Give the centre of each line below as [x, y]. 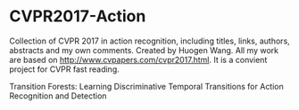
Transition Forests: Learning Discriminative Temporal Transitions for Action [146, 86]
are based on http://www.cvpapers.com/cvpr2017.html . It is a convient [138, 59]
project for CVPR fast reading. [65, 69]
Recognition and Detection [58, 96]
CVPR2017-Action [78, 16]
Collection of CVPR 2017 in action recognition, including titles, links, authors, [149, 41]
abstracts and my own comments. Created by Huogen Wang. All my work [144, 50]
